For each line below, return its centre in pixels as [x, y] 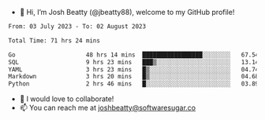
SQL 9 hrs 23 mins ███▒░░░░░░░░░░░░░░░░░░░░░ [119, 62]
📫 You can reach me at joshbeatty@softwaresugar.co [107, 108]
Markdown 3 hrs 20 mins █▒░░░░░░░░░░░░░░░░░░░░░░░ [119, 77]
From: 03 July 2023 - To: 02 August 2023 [77, 27]
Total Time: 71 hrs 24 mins [54, 40]
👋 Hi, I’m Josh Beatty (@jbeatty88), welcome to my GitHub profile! [127, 12]
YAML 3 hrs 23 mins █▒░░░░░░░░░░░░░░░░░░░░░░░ [119, 69]
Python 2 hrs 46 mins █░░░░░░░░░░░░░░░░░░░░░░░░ [119, 84]
